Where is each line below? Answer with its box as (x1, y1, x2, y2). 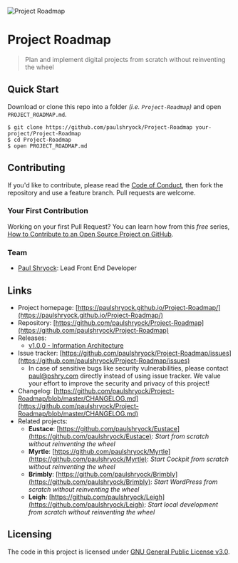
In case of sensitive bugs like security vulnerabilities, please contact (28, 363, 229, 372)
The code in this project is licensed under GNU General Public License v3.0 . (7, 547, 230, 556)
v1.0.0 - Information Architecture (28, 341, 124, 349)
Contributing (7, 162, 66, 174)
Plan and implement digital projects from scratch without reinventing (24, 55, 226, 63)
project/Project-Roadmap (7, 130, 81, 137)
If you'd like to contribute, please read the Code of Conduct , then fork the (7, 180, 224, 189)
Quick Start (7, 83, 59, 95)
